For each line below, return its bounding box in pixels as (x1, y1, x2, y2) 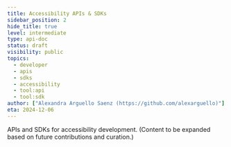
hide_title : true (7, 23, 58, 30)
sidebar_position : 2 (7, 17, 67, 23)
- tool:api (13, 87, 45, 94)
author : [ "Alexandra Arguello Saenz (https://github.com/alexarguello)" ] (7, 100, 225, 107)
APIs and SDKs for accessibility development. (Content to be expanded (7, 125, 211, 133)
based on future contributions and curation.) (7, 133, 134, 141)
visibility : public (7, 49, 64, 56)
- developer (13, 61, 49, 68)
